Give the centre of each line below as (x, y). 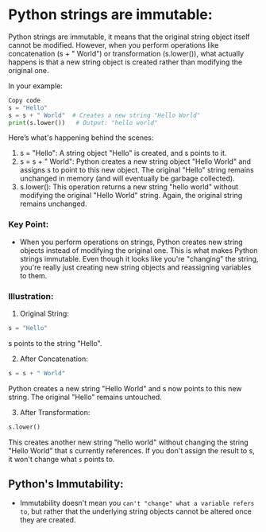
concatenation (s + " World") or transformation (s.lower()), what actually (126, 53)
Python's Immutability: (66, 484)
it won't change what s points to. (62, 459)
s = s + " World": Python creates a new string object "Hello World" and (135, 161)
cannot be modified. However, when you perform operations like (114, 45)
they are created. (48, 520)
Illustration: (31, 296)
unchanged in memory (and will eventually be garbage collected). (127, 179)
